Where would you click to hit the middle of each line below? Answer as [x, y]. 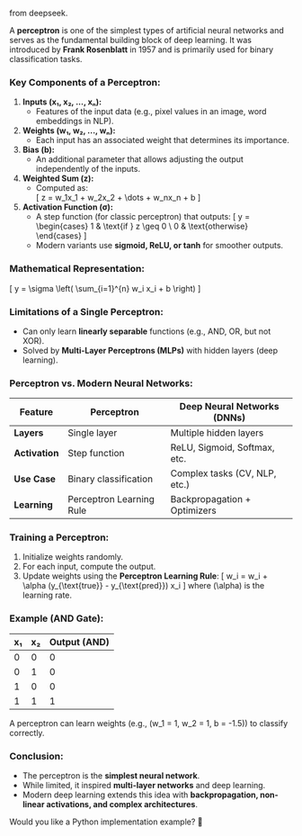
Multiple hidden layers [217, 433]
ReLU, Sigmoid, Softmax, [222, 447]
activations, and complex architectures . [122, 805]
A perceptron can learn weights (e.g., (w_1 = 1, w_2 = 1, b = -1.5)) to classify [149, 723]
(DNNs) [229, 418]
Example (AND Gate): [57, 618]
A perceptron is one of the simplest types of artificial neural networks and [147, 30]
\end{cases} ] [61, 236]
